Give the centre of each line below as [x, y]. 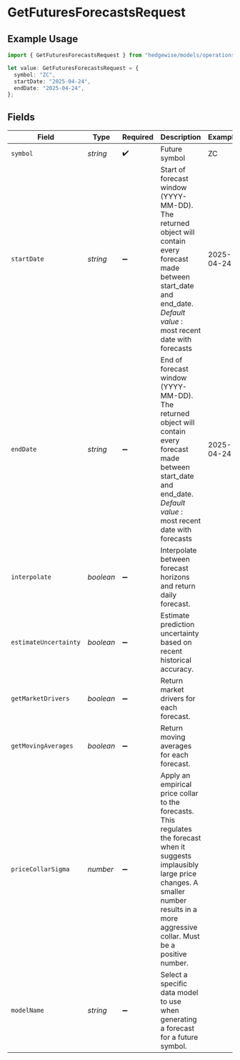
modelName [27, 1011]
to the [170, 803]
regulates [176, 829]
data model [179, 993]
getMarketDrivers [40, 699]
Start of [173, 170]
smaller [173, 892]
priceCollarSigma [40, 870]
